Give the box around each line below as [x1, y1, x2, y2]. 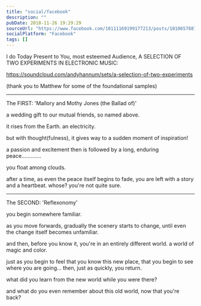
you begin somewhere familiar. [6, 210, 82, 218]
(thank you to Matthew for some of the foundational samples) [6, 82, 157, 90]
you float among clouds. [6, 164, 66, 171]
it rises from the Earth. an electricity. [6, 123, 96, 130]
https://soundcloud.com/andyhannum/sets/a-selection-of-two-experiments [6, 71, 193, 78]
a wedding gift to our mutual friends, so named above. [6, 111, 140, 118]
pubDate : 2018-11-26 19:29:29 [6, 20, 82, 26]
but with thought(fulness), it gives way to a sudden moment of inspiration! [6, 134, 188, 141]
